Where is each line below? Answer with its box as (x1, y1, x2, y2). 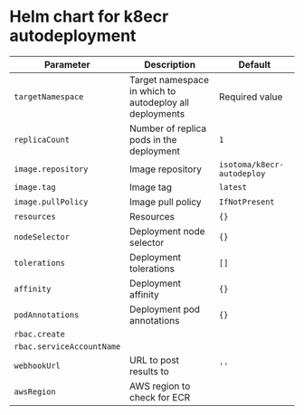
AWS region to (129, 380, 191, 392)
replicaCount (14, 134, 71, 145)
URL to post (129, 354, 179, 366)
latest (218, 182, 247, 192)
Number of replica (129, 122, 206, 135)
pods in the (129, 133, 177, 146)
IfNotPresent (218, 196, 275, 207)
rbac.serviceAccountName (14, 341, 121, 352)
